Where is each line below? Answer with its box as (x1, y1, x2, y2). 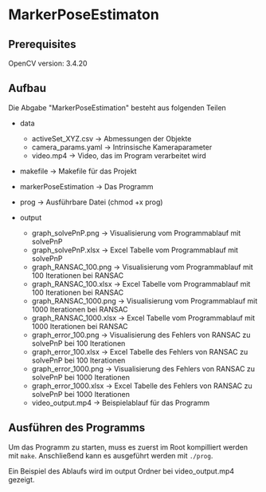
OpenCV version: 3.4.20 (8, 58, 88, 68)
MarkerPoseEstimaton (8, 6, 159, 24)
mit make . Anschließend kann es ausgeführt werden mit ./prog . (8, 450, 213, 460)
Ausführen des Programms (8, 421, 146, 434)
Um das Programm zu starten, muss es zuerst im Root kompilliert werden (8, 442, 248, 452)
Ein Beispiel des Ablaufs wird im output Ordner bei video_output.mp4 (8, 466, 235, 476)
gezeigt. (8, 474, 35, 484)
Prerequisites (8, 38, 76, 51)
